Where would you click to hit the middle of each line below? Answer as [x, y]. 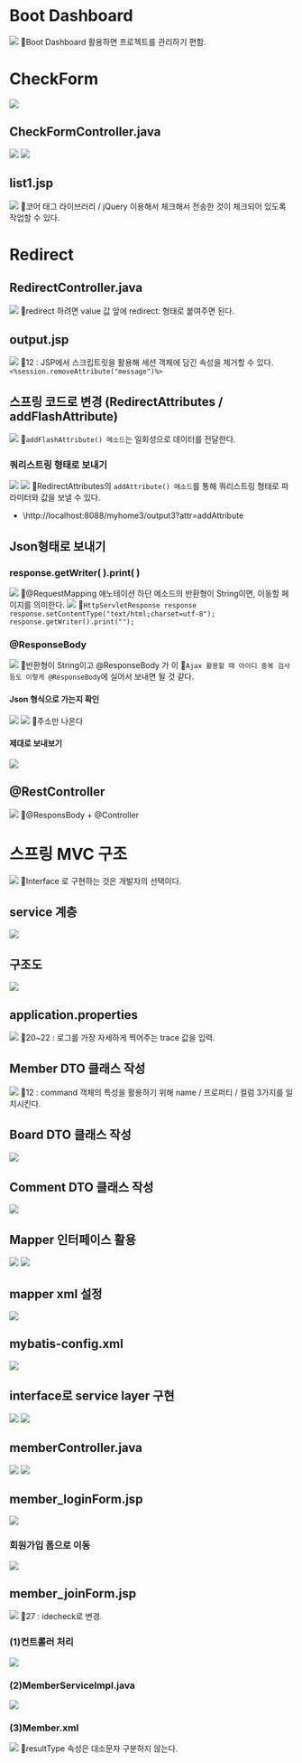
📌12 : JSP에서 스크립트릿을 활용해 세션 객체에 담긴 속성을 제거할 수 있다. [147, 363]
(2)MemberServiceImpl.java [72, 1685]
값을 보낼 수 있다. [70, 497]
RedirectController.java [76, 288]
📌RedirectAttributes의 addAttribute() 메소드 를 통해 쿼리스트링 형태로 [155, 486]
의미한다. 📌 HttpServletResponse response [114, 605]
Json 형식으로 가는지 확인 [55, 699]
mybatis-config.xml [66, 1344]
